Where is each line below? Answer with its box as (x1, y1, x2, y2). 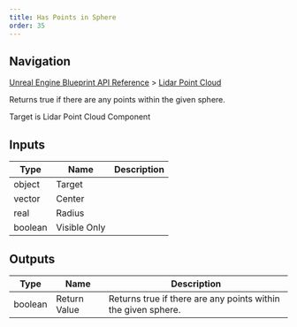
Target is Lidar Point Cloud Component (9, 111, 151, 122)
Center (56, 193, 85, 205)
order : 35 (9, 21, 46, 30)
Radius (56, 207, 85, 219)
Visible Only (56, 222, 106, 234)
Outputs (9, 251, 56, 266)
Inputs (9, 137, 46, 152)
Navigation (9, 54, 71, 69)
